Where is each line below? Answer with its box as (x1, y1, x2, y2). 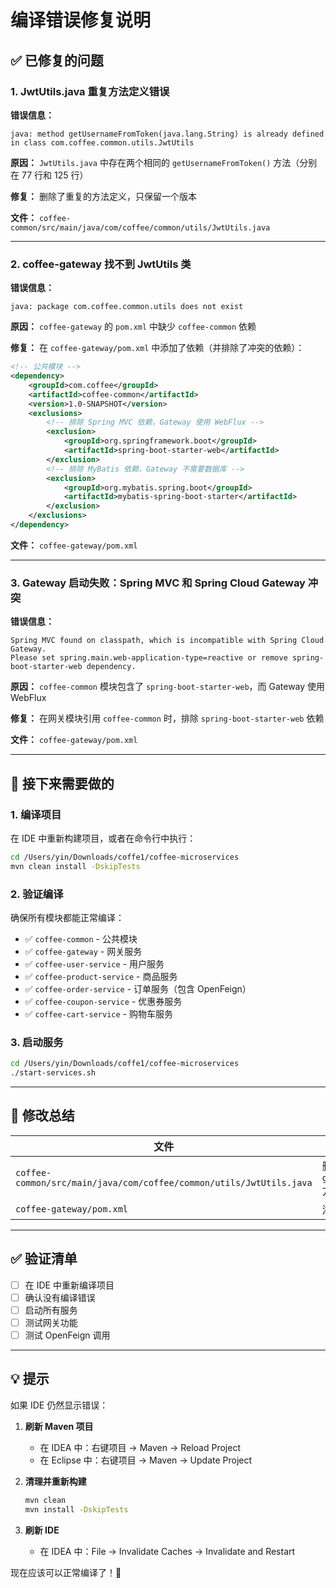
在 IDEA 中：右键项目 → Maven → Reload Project (39, 1441, 241, 1453)
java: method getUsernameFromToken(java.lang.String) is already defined (10, 129, 325, 139)
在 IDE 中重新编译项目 (24, 1279, 115, 1291)
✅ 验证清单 (10, 1251, 78, 1268)
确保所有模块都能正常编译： (10, 911, 125, 923)
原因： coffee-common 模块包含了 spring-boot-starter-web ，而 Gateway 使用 (10, 681, 326, 693)
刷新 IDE (24, 1524, 60, 1536)
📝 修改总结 (10, 1107, 75, 1125)
